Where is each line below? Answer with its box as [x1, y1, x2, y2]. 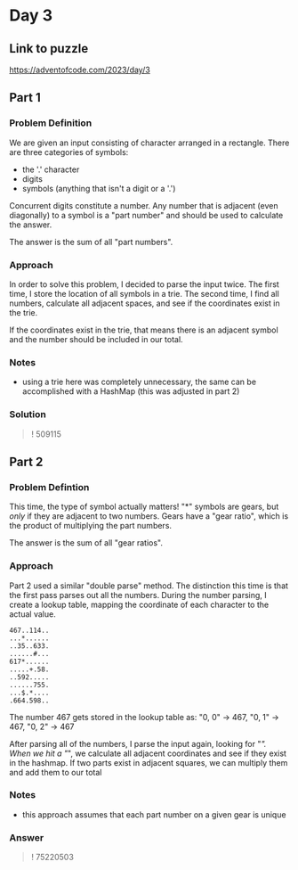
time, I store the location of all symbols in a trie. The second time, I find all [9, 288, 280, 299]
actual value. [9, 608, 56, 620]
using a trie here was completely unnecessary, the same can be [21, 376, 256, 388]
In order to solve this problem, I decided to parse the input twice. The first [9, 278, 280, 290]
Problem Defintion [9, 480, 90, 493]
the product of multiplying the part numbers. [9, 521, 172, 531]
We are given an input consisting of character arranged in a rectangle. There [9, 137, 290, 148]
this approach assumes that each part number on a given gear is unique [21, 808, 286, 820]
